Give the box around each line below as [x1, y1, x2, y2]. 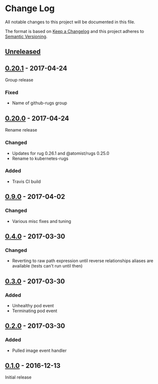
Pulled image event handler [12, 348, 67, 353]
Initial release [5, 374, 32, 380]
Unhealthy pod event [12, 302, 54, 308]
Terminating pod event [12, 308, 57, 314]
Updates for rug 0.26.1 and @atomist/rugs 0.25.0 [12, 150, 110, 156]
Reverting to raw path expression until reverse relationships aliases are [12, 258, 154, 264]
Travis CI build [12, 178, 41, 184]
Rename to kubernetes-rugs [12, 155, 69, 161]
